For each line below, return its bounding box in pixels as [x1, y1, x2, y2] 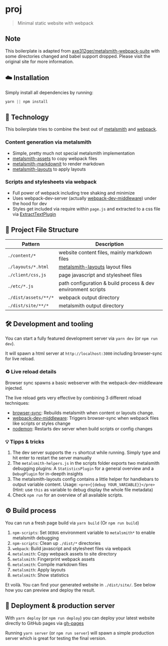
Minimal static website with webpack [17, 20, 93, 26]
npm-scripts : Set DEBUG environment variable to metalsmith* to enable [12, 529, 155, 535]
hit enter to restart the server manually [12, 455, 92, 461]
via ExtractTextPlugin [12, 211, 56, 217]
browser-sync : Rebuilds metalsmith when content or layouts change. [12, 409, 154, 416]
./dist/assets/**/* [7, 294, 54, 300]
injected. [5, 385, 23, 391]
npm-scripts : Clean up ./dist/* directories [12, 540, 101, 546]
